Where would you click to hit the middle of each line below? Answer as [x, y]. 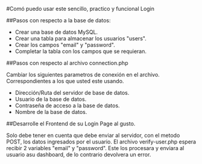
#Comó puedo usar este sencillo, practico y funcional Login [80, 9]
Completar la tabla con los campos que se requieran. [80, 51]
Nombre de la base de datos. [51, 112]
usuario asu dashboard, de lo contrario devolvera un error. [79, 154]
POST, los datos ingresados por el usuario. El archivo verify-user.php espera [101, 142]
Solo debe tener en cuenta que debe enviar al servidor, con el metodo [93, 135]
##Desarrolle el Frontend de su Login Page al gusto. [71, 124]
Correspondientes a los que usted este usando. [65, 81]
